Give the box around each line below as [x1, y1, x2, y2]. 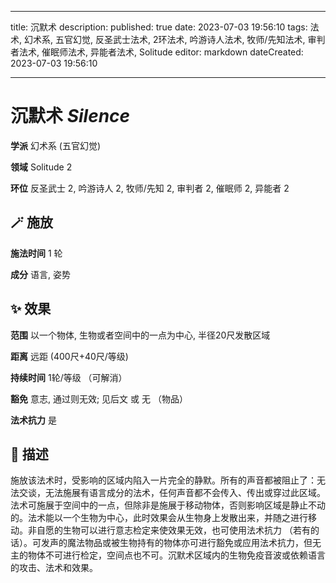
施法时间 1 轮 [10, 247, 63, 259]
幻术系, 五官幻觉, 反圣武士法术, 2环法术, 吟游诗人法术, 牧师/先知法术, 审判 [23, 34, 326, 45]
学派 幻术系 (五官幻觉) [10, 139, 102, 151]
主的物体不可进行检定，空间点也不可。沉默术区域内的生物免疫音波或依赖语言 [10, 549, 326, 561]
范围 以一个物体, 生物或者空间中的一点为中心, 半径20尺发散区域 [10, 329, 271, 341]
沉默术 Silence [10, 105, 131, 128]
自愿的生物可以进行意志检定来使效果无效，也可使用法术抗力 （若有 [36, 524, 311, 536]
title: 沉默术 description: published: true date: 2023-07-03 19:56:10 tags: [10, 21, 308, 33]
